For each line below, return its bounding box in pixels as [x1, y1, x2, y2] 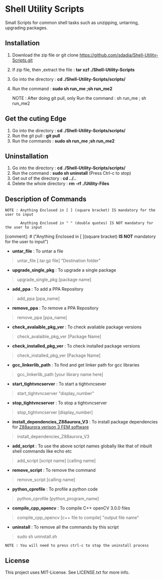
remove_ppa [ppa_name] [17, 315, 67, 321]
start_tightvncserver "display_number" [17, 391, 94, 396]
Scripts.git [12, 57, 33, 63]
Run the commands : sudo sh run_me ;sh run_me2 [12, 138, 115, 144]
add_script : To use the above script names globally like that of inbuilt [12, 443, 152, 449]
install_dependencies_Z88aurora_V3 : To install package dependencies [12, 419, 158, 425]
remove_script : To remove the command [12, 467, 96, 473]
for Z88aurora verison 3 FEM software [12, 424, 89, 430]
